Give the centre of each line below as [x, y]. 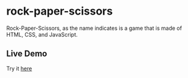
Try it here [19, 68]
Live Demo [27, 54]
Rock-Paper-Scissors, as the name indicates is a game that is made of [94, 28]
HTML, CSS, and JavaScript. [42, 34]
